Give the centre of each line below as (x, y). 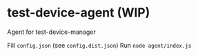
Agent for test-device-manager (51, 32)
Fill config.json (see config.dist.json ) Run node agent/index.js (99, 45)
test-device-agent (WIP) (79, 13)
